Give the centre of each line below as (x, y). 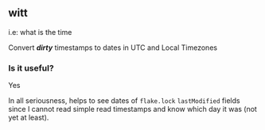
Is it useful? (31, 68)
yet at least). (29, 117)
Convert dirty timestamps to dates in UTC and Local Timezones (113, 48)
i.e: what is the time (40, 32)
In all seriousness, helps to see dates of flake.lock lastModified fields (124, 101)
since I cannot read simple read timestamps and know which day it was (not (132, 109)
